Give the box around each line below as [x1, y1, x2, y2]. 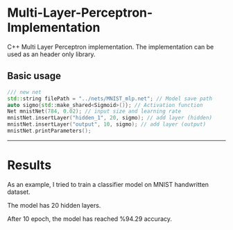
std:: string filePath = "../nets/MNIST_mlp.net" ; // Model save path [7, 95, 213, 102]
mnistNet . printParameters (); [7, 127, 92, 134]
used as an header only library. [7, 50, 96, 58]
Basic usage [7, 70, 61, 82]
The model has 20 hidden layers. [7, 201, 101, 209]
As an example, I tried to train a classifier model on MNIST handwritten [7, 180, 209, 188]
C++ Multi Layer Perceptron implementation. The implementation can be [7, 42, 214, 51]
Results [7, 158, 52, 173]
